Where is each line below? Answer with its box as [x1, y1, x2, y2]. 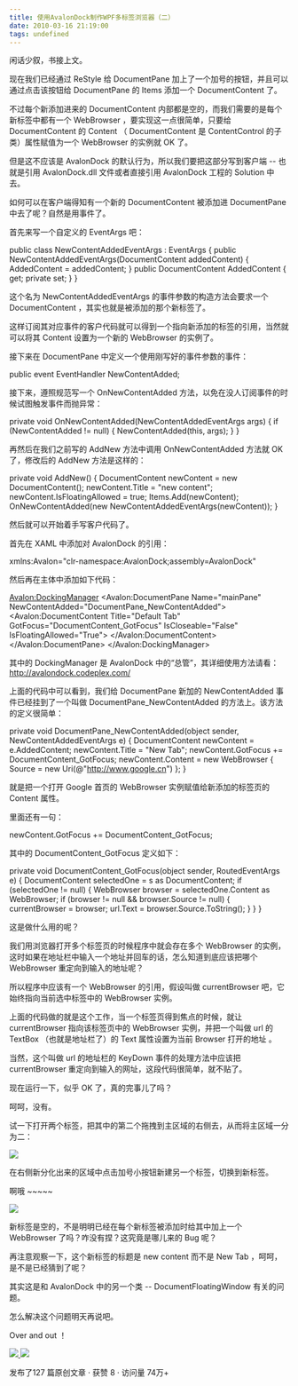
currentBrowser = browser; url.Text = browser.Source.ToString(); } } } [9, 903, 263, 915]
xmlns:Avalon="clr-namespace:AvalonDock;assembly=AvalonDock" [9, 556, 257, 566]
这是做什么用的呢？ [9, 922, 80, 932]
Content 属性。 [9, 793, 65, 804]
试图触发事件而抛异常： [16, 399, 103, 409]
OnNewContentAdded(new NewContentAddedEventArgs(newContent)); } [9, 501, 278, 511]
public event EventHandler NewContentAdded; [9, 369, 180, 380]
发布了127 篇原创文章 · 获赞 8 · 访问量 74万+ [9, 1367, 169, 1378]
